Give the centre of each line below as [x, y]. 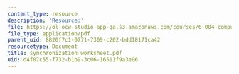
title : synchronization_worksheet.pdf [65, 54]
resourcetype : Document [43, 47]
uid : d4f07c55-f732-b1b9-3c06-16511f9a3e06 [73, 60]
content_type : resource [43, 14]
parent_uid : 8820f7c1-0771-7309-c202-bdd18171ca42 [84, 40]
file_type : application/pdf [49, 33]
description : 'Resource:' [46, 20]
